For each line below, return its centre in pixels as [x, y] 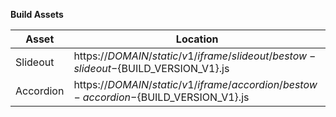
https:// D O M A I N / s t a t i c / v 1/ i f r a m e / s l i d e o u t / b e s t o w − [195, 56]
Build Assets [37, 14]
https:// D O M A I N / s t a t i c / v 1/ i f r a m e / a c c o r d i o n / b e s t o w [195, 84]
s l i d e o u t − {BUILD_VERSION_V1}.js [151, 68]
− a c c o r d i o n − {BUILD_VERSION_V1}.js [161, 97]
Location [197, 39]
